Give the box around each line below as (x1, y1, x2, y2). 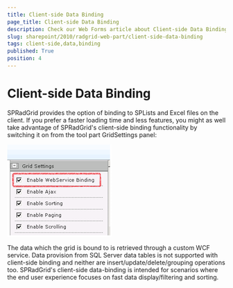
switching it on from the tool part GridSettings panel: (7, 130, 157, 138)
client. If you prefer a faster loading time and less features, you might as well (7, 116, 226, 124)
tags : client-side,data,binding (7, 40, 101, 48)
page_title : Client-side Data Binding (7, 18, 119, 26)
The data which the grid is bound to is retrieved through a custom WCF (7, 243, 210, 252)
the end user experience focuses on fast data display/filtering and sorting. (7, 273, 219, 281)
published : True (7, 48, 54, 55)
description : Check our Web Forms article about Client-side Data (7, 26, 203, 33)
